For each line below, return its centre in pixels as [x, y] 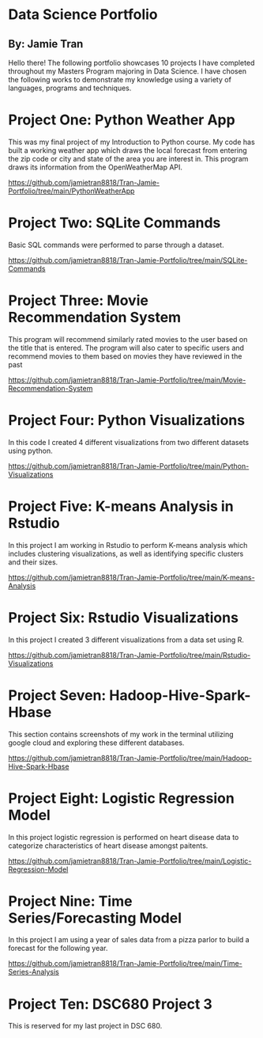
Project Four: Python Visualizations [127, 420]
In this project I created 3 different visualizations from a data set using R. [126, 640]
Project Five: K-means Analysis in [121, 506]
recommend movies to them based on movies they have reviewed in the [125, 356]
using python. [30, 451]
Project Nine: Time [70, 901]
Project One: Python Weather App [122, 120]
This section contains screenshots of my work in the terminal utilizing [121, 734]
